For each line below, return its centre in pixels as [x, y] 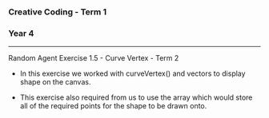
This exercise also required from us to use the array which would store [136, 97]
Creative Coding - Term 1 [58, 12]
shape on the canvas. [55, 82]
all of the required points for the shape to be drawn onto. [113, 106]
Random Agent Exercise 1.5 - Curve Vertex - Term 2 [94, 58]
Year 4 [21, 33]
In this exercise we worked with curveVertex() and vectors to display [132, 73]
